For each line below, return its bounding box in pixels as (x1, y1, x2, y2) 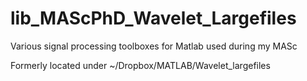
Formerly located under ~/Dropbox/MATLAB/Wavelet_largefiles (10, 59, 271, 71)
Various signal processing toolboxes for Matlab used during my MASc (10, 40, 298, 52)
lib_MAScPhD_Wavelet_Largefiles (10, 7, 297, 30)
